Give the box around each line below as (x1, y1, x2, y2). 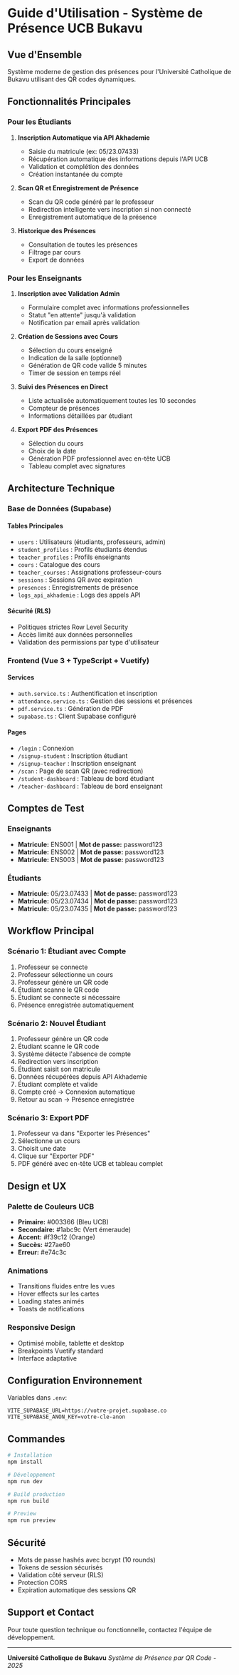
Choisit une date (17, 1144, 66, 1153)
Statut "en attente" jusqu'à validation (28, 310, 137, 319)
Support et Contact (7, 1607, 95, 1619)
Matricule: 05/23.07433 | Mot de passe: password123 (17, 889, 178, 898)
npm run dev (7, 1477, 43, 1485)
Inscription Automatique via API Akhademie (17, 133, 151, 142)
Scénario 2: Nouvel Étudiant (7, 1018, 107, 1028)
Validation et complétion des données (28, 162, 139, 170)
